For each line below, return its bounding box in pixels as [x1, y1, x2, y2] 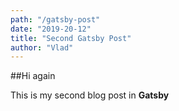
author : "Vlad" [10, 42, 74, 53]
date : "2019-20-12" [10, 24, 92, 34]
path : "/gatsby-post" [10, 14, 101, 25]
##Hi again [10, 70, 56, 82]
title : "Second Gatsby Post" [10, 33, 132, 43]
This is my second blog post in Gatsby [10, 89, 170, 101]
